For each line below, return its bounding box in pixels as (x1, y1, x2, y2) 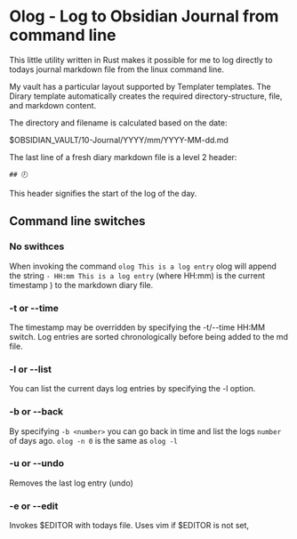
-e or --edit (9, 500, 59, 512)
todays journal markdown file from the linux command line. (9, 64, 225, 75)
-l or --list (9, 363, 52, 375)
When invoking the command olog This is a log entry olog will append (9, 261, 277, 271)
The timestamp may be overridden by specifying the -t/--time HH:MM (9, 322, 265, 333)
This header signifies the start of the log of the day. (9, 188, 197, 198)
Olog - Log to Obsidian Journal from (9, 6, 279, 27)
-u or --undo (9, 457, 65, 470)
